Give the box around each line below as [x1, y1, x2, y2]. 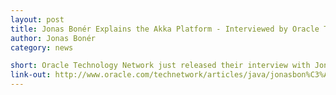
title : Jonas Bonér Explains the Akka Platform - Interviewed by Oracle [10, 24, 320, 34]
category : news [10, 42, 74, 53]
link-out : [10, 70, 52, 80]
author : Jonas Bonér [10, 33, 97, 43]
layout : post [10, 14, 65, 25]
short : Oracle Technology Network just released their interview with [10, 61, 311, 71]
